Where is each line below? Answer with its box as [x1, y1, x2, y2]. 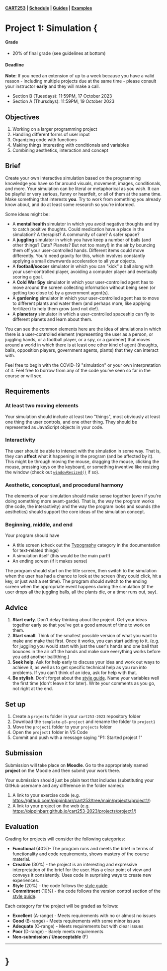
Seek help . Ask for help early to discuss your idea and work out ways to [12, 659, 160, 665]
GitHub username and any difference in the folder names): [5, 782, 125, 788]
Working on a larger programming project [12, 126, 97, 132]
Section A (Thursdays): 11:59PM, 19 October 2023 [12, 98, 115, 104]
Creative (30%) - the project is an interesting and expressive [12, 861, 138, 867]
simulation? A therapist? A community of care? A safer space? [12, 231, 140, 238]
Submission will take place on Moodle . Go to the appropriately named [5, 762, 148, 768]
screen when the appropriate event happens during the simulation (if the [5, 584, 154, 590]
